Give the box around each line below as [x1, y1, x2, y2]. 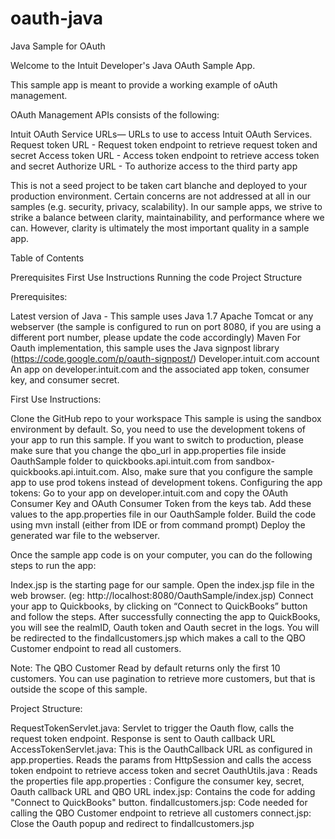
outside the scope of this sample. [10, 683, 148, 695]
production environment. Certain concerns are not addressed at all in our [10, 190, 312, 202]
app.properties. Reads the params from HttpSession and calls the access [10, 753, 312, 766]
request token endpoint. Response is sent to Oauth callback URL [10, 732, 276, 744]
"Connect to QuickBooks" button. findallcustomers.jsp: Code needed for [10, 796, 308, 808]
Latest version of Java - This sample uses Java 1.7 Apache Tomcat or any [10, 310, 314, 322]
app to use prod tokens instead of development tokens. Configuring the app [10, 476, 323, 488]
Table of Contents [10, 252, 85, 264]
